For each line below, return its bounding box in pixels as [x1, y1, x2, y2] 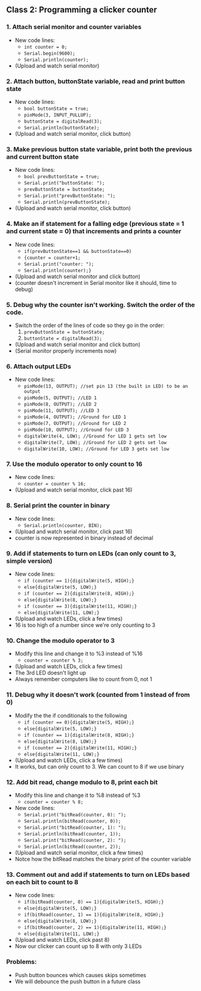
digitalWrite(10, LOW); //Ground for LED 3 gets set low [23, 446, 170, 453]
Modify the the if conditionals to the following [14, 712, 127, 719]
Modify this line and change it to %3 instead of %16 [14, 650, 143, 657]
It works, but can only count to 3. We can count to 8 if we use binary [14, 763, 184, 770]
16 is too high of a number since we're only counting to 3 [14, 621, 156, 629]
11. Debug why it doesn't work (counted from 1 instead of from [6, 691, 190, 699]
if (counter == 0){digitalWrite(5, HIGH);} [23, 719, 135, 725]
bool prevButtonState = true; [23, 174, 100, 180]
